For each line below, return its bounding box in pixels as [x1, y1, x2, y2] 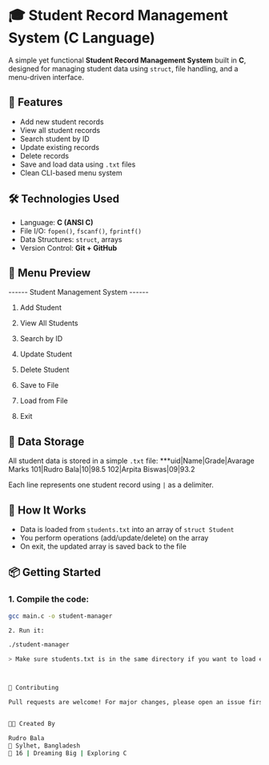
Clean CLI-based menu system [19, 167, 122, 177]
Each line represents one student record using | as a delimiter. [8, 480, 215, 489]
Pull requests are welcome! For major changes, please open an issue [8, 699, 246, 707]
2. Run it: [8, 626, 45, 634]
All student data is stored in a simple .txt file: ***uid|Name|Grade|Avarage [8, 456, 255, 465]
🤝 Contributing [8, 684, 59, 692]
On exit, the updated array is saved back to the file [19, 542, 187, 551]
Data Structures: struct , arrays [19, 234, 122, 244]
